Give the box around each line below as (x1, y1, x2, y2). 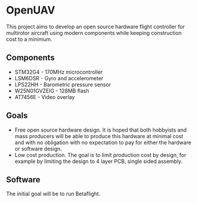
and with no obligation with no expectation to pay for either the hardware (14, 139, 192, 146)
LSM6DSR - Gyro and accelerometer (14, 74, 104, 81)
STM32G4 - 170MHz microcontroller (14, 68, 103, 76)
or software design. (14, 145, 62, 152)
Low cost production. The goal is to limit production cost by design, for (14, 151, 186, 158)
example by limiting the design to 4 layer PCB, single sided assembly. (14, 158, 183, 165)
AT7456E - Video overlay (14, 93, 75, 100)
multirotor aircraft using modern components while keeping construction (6, 29, 182, 36)
